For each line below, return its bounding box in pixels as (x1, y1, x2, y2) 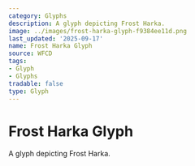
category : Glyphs (8, 11, 67, 20)
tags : (8, 57, 27, 66)
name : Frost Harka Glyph (8, 42, 93, 50)
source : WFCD (8, 49, 53, 57)
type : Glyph (8, 87, 49, 96)
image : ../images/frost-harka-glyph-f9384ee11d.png (8, 27, 187, 35)
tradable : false (8, 79, 63, 87)
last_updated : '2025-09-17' (8, 34, 104, 43)
